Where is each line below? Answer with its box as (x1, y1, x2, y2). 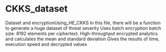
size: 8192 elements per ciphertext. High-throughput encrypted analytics (5, 30, 158, 36)
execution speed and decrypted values (5, 41, 88, 47)
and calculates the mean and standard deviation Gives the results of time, (5, 36, 160, 42)
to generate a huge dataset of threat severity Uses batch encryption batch (5, 25, 161, 31)
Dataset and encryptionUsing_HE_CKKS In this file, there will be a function (5, 20, 161, 26)
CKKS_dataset (5, 3, 68, 15)
